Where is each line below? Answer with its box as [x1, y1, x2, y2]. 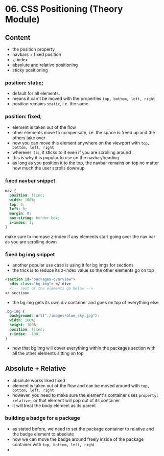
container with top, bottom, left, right [12, 441, 95, 447]
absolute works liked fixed [12, 377, 65, 383]
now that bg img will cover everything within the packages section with [12, 345, 156, 351]
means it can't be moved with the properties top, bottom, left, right [12, 96, 156, 101]
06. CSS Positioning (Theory [5, 3, 123, 15]
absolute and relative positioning [12, 62, 78, 68]
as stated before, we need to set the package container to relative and [12, 426, 154, 432]
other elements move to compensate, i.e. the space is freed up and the [12, 129, 155, 135]
